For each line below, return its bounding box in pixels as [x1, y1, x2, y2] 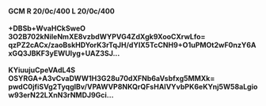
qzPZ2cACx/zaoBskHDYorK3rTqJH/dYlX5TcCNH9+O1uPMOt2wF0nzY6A [8, 40, 256, 50]
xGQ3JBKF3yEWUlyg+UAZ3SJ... [8, 49, 120, 58]
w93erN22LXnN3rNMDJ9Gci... [8, 90, 114, 100]
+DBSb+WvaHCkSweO [8, 24, 85, 33]
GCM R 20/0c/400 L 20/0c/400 [8, 6, 115, 16]
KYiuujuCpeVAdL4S [8, 65, 76, 75]
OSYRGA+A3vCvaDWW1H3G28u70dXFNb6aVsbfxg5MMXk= [8, 74, 215, 83]
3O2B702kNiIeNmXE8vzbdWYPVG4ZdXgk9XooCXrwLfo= [8, 32, 206, 42]
